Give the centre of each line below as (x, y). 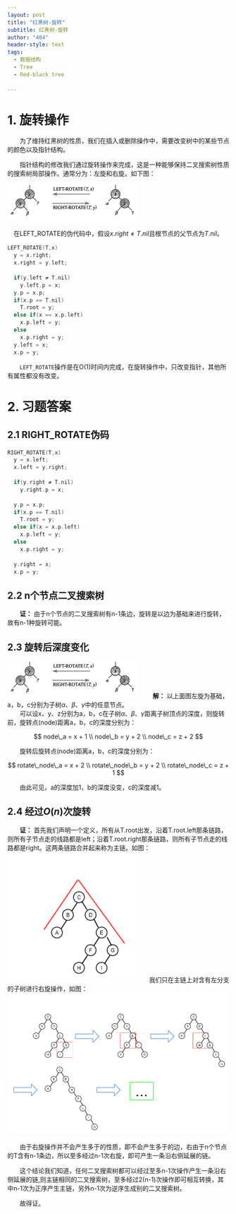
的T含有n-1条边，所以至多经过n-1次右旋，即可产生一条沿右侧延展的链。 (111, 1156)
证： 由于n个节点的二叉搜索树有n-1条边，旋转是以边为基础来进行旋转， (123, 614)
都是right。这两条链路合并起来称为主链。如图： (82, 847)
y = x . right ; (33, 255)
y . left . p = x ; (41, 285)
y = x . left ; (31, 460)
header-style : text (36, 45)
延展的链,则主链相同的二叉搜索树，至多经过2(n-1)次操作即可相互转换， (116, 1179)
